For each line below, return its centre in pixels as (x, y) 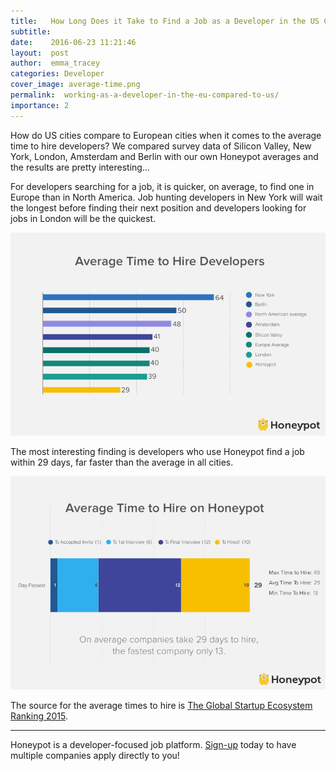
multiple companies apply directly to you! (95, 755)
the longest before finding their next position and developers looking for (158, 207)
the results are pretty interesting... (80, 167)
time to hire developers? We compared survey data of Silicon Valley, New (161, 146)
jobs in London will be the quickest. (83, 218)
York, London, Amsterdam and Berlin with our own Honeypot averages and (164, 156)
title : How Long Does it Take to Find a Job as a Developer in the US (165, 21)
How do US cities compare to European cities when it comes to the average (166, 135)
